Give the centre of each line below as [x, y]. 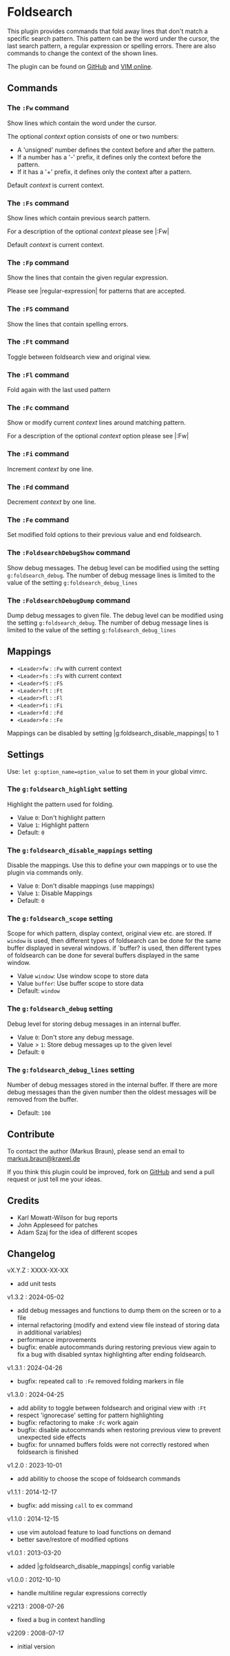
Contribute [31, 1134]
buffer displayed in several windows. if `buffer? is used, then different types [114, 948]
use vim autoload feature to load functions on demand [94, 1532]
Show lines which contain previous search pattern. [79, 217]
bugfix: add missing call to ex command [75, 1506]
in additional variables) [49, 1332]
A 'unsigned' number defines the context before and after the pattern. [116, 150]
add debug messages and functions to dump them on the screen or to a [119, 1311]
